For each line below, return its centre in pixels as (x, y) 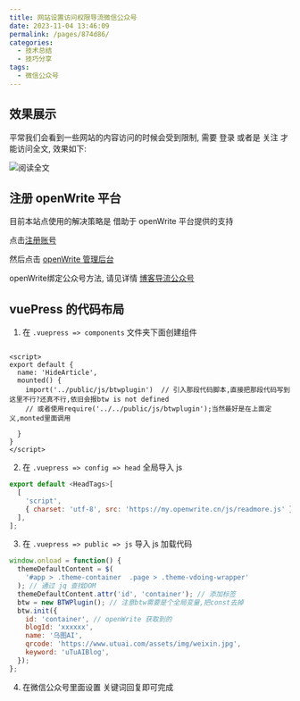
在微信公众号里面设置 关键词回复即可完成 (98, 687)
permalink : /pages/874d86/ (59, 34)
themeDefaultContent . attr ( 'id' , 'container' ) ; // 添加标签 (127, 594)
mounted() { (40, 380)
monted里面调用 (46, 419)
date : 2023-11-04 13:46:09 (59, 26)
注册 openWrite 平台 (65, 198)
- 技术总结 (35, 51)
